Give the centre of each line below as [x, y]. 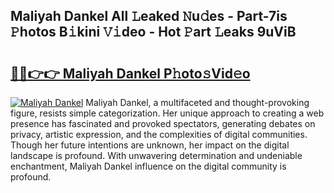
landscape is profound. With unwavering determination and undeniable [156, 155]
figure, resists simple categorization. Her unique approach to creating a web [167, 113]
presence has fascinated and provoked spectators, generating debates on [163, 123]
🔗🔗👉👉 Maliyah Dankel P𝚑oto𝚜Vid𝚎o [130, 73]
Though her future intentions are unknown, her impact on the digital [150, 145]
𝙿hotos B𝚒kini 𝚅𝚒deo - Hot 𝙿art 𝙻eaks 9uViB [153, 32]
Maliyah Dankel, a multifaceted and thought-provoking [197, 102]
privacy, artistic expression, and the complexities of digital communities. [159, 134]
